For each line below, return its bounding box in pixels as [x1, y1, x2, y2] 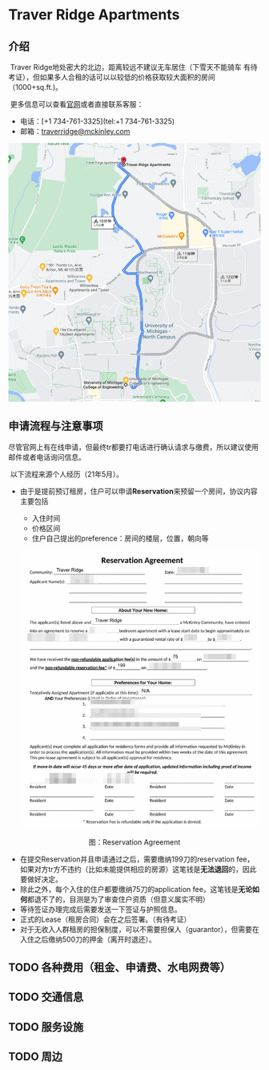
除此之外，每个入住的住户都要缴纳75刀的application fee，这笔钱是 [19, 885, 239, 894]
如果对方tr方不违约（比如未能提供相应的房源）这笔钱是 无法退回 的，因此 [19, 865, 257, 874]
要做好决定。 [19, 874, 62, 884]
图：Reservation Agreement [88, 837, 181, 847]
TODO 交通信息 [8, 991, 84, 1004]
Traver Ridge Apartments [8, 6, 180, 24]
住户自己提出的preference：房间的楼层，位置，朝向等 [31, 533, 209, 543]
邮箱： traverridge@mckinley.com [19, 127, 130, 136]
